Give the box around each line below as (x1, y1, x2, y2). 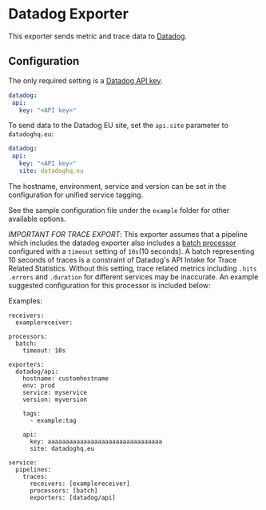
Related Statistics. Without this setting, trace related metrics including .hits (8, 263, 257, 273)
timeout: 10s (22, 346, 66, 355)
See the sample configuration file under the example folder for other (8, 205, 230, 215)
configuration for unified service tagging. (8, 190, 144, 199)
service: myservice (22, 388, 88, 396)
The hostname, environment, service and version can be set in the (8, 181, 227, 191)
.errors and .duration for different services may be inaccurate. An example (8, 271, 259, 281)
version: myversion (22, 396, 88, 404)
